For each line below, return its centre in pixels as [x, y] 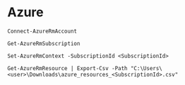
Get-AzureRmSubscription [44, 43]
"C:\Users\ [146, 68]
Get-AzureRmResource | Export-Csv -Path [68, 68]
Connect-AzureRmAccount [42, 31]
